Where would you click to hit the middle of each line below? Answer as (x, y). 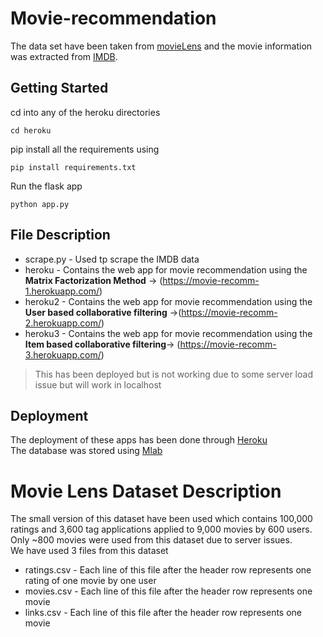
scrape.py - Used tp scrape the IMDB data (112, 259)
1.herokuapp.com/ (62, 291)
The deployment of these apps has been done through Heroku (139, 440)
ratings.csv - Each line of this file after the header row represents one (168, 570)
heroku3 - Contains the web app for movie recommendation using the (168, 333)
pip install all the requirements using (85, 149)
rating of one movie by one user (90, 581)
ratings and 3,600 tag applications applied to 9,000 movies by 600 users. (161, 529)
